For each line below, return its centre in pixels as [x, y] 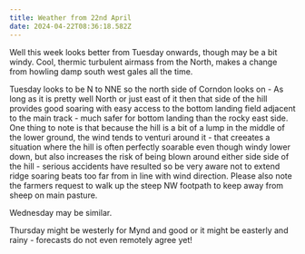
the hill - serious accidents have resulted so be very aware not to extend [145, 166]
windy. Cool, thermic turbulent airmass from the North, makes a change [143, 62]
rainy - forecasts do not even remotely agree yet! [101, 239]
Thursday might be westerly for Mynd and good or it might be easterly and [149, 230]
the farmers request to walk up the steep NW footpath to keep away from [147, 185]
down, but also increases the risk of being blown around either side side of [149, 156]
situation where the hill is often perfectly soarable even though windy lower [150, 147]
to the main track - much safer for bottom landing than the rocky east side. [149, 118]
